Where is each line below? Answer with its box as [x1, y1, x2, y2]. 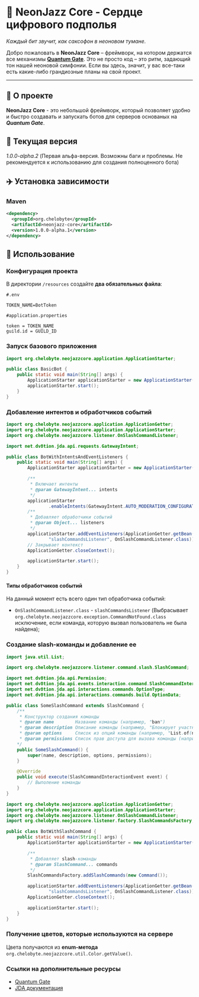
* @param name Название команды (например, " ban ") [19, 719, 166, 725]
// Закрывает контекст [27, 542, 84, 548]
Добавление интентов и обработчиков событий [6, 408, 152, 416]
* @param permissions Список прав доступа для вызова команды [19, 736, 176, 742]
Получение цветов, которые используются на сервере [6, 930, 174, 938]
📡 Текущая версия [6, 137, 78, 147]
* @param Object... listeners [30, 520, 105, 526]
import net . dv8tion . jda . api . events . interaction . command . [6, 681, 150, 687]
